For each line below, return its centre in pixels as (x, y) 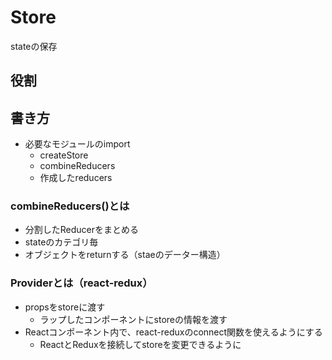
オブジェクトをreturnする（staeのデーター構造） (125, 255)
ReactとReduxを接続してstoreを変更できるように (140, 344)
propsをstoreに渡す (65, 307)
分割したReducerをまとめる (82, 230)
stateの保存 (34, 46)
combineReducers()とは (70, 206)
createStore (64, 155)
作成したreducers (76, 178)
